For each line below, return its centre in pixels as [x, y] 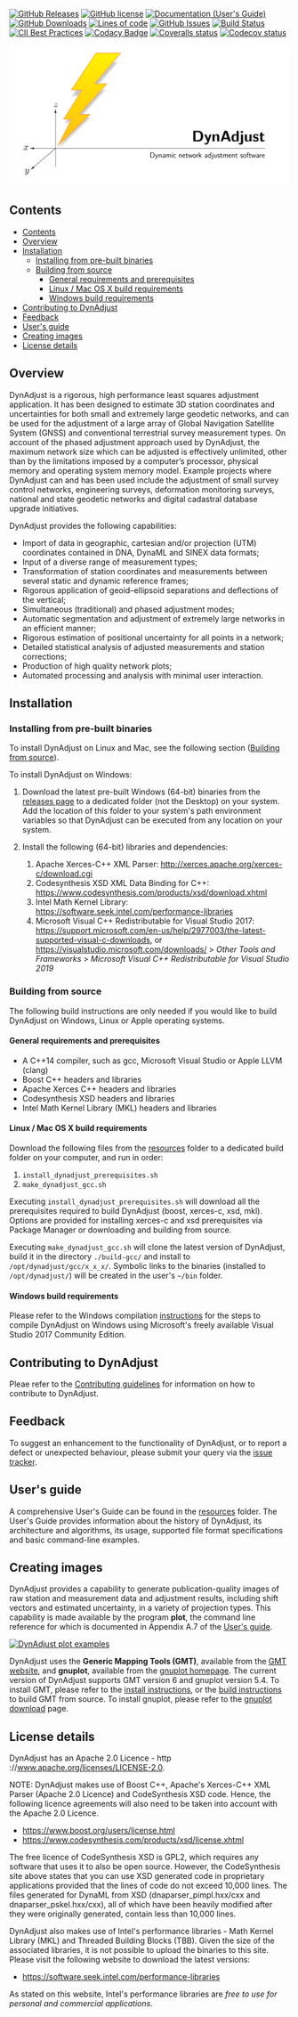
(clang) [35, 1069]
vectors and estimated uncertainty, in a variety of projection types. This [140, 1608]
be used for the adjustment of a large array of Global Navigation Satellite [142, 423]
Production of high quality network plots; [97, 666]
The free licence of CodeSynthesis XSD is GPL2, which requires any [134, 1858]
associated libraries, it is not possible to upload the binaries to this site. [139, 1950]
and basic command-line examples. [75, 1540]
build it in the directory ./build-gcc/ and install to [100, 1257]
